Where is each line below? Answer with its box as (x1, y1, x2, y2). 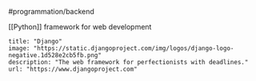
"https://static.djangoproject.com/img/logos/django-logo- (33, 44, 234, 52)
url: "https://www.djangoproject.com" (8, 65, 138, 73)
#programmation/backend (8, 7, 94, 16)
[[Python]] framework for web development (8, 22, 152, 31)
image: (8, 44, 30, 52)
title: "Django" (8, 37, 62, 45)
